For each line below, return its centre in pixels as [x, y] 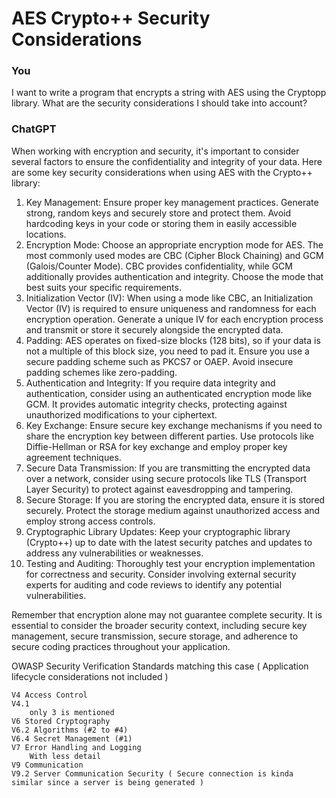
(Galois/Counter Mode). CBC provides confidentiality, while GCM [159, 266]
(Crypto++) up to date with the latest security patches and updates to [169, 542]
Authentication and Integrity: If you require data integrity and [150, 383]
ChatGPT [34, 129]
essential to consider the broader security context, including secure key [159, 625]
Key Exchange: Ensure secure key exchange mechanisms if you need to [174, 425]
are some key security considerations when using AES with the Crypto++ [162, 172]
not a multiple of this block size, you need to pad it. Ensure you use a [167, 351]
